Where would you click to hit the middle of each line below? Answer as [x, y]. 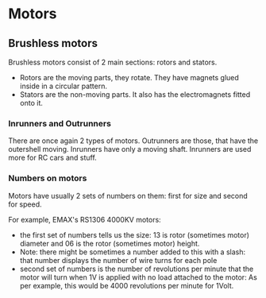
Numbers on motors [48, 178]
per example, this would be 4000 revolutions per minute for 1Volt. [127, 285]
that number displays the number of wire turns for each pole [118, 260]
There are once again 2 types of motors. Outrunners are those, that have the [133, 141]
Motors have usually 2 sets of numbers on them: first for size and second [128, 195]
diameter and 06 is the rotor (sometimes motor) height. [110, 243]
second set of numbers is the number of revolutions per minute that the [137, 269]
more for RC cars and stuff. [52, 158]
